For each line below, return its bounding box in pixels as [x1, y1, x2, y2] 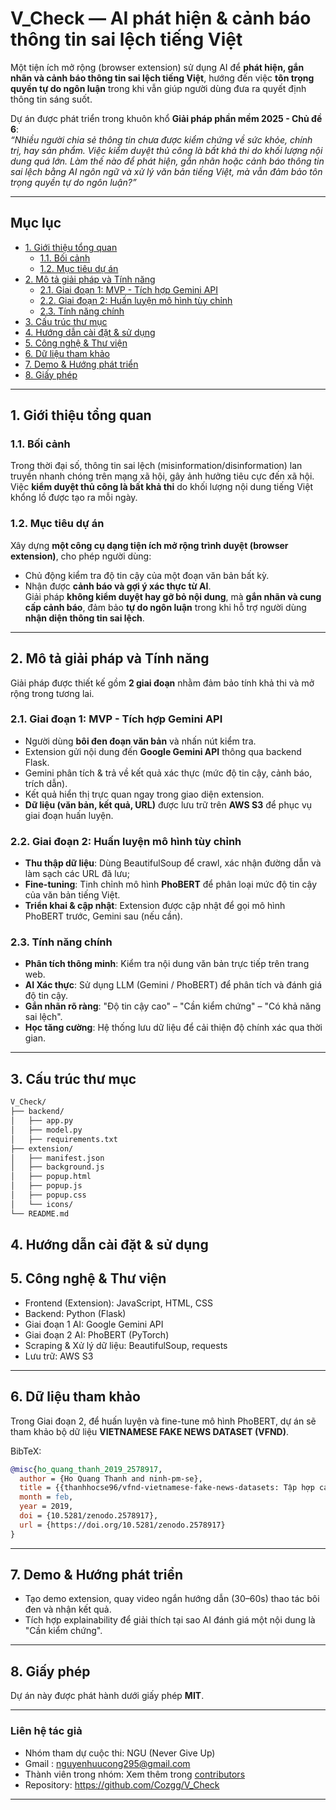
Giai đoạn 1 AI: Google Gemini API [24, 1318, 164, 1330]
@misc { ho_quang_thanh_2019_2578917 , [10, 1464, 163, 1474]
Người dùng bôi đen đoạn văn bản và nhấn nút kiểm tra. [24, 735, 257, 747]
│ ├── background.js [10, 1162, 105, 1172]
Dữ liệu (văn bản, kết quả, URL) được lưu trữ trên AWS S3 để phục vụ [24, 798, 313, 811]
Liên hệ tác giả [10, 1724, 83, 1738]
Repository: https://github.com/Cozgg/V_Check [24, 1778, 220, 1791]
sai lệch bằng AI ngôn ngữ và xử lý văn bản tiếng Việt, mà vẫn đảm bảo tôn [10, 165, 323, 177]
